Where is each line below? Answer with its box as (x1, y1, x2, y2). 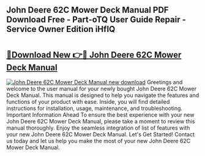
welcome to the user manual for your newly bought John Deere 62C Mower (6, 85, 197, 92)
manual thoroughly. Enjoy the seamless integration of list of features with (6, 124, 190, 131)
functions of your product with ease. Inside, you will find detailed (6, 98, 170, 105)
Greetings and (146, 79, 183, 85)
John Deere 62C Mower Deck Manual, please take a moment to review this (6, 118, 195, 125)
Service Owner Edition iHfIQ (6, 24, 116, 34)
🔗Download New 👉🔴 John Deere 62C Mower (6, 49, 182, 60)
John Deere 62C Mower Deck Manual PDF (6, 5, 170, 15)
